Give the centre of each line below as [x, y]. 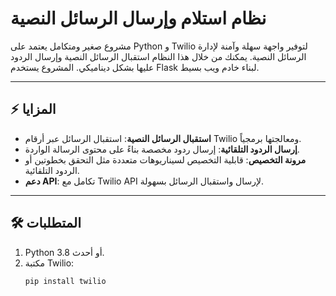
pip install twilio [65, 281]
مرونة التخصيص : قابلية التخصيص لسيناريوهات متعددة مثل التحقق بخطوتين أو [165, 159]
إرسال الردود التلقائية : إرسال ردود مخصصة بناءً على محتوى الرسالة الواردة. [162, 149]
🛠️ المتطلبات [46, 223]
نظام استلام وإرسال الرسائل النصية [138, 18]
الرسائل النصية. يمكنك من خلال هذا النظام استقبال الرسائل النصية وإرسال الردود [158, 56]
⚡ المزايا [33, 109]
